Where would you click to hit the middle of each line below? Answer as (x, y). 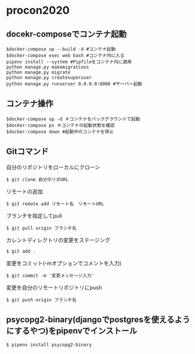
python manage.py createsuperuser (49, 78)
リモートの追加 (24, 191)
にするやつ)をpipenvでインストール (72, 331)
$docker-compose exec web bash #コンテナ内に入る (66, 56)
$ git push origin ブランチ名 (41, 300)
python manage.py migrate (38, 72)
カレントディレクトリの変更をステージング (58, 240)
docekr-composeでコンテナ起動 (66, 34)
